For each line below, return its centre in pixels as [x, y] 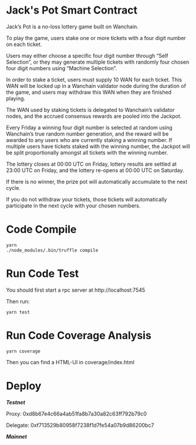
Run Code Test [43, 274]
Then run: [18, 301]
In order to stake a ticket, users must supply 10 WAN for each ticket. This [94, 80]
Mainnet [17, 436]
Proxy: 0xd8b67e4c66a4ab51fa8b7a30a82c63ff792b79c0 [77, 414]
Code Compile [41, 230]
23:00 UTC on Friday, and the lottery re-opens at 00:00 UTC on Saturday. [95, 170]
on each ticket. [24, 44]
